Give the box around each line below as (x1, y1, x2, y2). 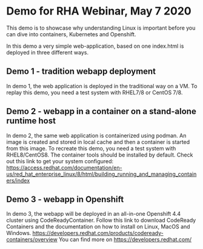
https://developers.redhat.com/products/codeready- (32, 230, 164, 237)
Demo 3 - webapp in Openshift (6, 194, 124, 204)
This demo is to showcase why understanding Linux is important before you (6, 24, 196, 31)
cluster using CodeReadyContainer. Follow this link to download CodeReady (6, 216, 196, 224)
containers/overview (6, 236, 58, 243)
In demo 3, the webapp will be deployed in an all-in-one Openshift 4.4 (6, 210, 181, 218)
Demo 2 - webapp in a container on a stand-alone (6, 106, 197, 117)
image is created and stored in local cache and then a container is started (6, 138, 190, 146)
